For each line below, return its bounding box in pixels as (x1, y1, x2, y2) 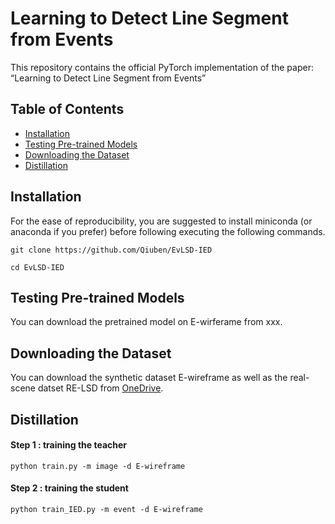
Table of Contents (10, 101, 125, 118)
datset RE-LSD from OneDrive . (37, 382, 164, 394)
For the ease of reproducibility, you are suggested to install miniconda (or (10, 215, 313, 227)
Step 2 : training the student (10, 482, 129, 494)
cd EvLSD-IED (10, 262, 65, 272)
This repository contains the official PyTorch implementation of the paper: (10, 61, 314, 73)
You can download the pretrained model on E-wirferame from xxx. (10, 316, 283, 328)
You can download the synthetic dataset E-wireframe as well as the (10, 372, 288, 384)
